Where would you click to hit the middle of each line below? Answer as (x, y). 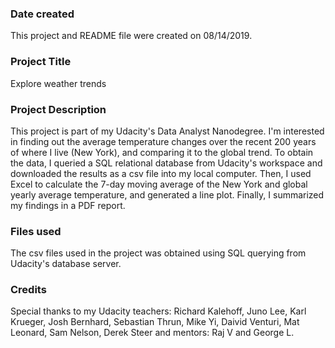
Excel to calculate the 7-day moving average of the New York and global (159, 184)
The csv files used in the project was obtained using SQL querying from (158, 253)
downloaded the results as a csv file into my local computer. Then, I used (161, 173)
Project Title (41, 62)
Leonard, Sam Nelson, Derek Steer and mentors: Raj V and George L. (152, 333)
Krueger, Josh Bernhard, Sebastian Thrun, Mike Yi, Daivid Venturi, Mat (155, 322)
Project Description (58, 109)
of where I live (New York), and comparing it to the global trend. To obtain (162, 152)
